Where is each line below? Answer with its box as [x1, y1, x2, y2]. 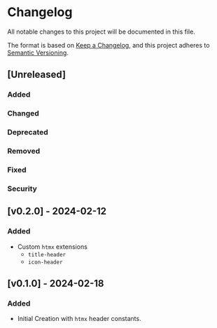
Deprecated [7, 128, 49, 137]
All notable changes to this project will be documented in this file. [7, 27, 196, 36]
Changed [7, 109, 40, 118]
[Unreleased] [7, 69, 66, 81]
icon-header [27, 259, 63, 266]
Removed [7, 146, 41, 156]
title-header [27, 251, 66, 258]
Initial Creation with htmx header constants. [17, 315, 141, 323]
